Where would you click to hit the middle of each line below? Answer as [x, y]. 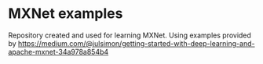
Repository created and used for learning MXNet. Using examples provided [130, 35]
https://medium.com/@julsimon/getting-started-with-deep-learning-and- [137, 43]
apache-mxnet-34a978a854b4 [58, 52]
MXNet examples [66, 14]
